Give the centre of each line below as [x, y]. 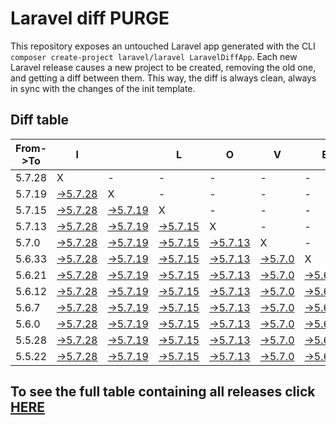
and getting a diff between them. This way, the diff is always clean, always [163, 78]
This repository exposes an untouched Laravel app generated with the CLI [163, 46]
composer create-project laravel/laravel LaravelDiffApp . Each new [154, 56]
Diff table [40, 120]
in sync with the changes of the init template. [103, 88]
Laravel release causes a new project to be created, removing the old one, [163, 67]
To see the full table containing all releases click [163, 392]
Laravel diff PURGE [90, 18]
